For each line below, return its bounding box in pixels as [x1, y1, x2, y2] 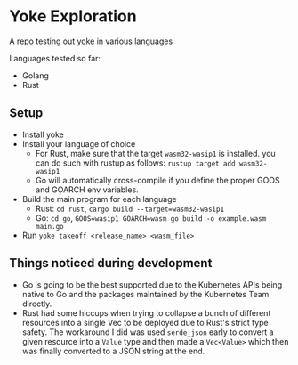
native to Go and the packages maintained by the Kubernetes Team [21, 288, 270, 299]
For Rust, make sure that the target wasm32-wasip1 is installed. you [35, 148, 276, 158]
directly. [21, 298, 52, 309]
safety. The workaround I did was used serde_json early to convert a [21, 327, 274, 337]
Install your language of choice [21, 138, 136, 149]
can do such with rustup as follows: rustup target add [35, 158, 236, 168]
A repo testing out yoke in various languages [9, 36, 173, 46]
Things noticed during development [9, 255, 213, 271]
